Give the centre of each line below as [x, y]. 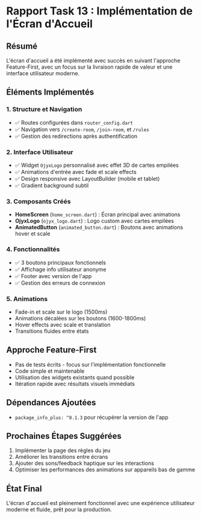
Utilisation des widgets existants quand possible [75, 377]
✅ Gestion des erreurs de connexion [60, 283]
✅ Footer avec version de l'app [53, 276]
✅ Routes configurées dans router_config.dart [74, 122]
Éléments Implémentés [50, 92]
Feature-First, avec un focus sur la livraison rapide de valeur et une [89, 67]
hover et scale [32, 234]
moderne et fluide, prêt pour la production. [59, 509]
